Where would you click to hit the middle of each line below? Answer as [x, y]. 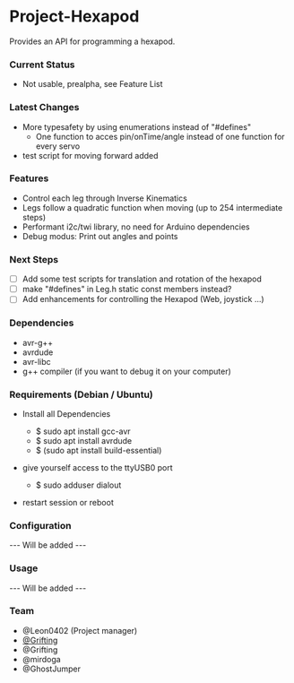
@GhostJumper [51, 669]
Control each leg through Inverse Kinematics [105, 198]
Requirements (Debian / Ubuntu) [82, 394]
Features [29, 178]
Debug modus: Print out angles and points [100, 236]
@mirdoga [41, 659]
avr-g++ [38, 342]
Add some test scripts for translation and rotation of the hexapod [142, 279]
